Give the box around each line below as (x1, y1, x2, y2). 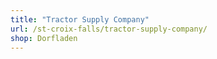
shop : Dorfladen (10, 33, 78, 43)
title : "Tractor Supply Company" (10, 14, 150, 25)
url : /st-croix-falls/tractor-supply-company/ (10, 24, 208, 34)
